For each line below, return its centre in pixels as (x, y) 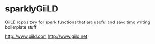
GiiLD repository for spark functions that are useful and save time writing (78, 22)
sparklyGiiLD (31, 9)
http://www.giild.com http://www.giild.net (46, 36)
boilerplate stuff (21, 27)
